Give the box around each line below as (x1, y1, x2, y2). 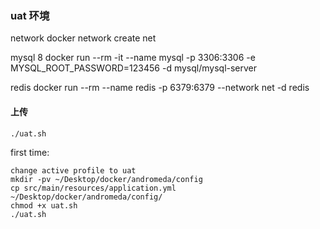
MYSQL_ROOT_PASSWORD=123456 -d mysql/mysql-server (10, 62, 258, 74)
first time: (10, 146, 50, 158)
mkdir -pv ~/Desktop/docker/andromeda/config (10, 174, 203, 184)
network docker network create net (10, 32, 157, 44)
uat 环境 (10, 8, 50, 22)
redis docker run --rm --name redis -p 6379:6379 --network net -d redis (10, 82, 310, 94)
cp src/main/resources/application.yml (10, 183, 177, 193)
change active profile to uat (10, 165, 137, 176)
